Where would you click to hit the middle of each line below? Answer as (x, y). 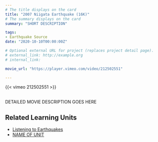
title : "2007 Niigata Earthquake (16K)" (48, 14)
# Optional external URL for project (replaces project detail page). (79, 50)
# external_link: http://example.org (44, 55)
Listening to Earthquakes (38, 130)
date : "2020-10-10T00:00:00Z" (36, 42)
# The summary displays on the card (43, 19)
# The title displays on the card (41, 10)
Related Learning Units (41, 118)
